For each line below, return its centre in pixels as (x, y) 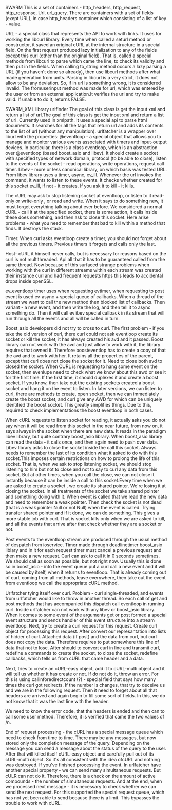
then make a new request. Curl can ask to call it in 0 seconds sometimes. (83, 556)
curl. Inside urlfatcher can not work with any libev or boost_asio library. (80, 609)
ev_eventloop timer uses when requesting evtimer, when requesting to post (85, 291)
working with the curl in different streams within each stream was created (83, 270)
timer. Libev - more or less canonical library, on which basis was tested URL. (86, 169)
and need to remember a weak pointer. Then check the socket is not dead (83, 502)
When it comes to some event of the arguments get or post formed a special (86, 615)
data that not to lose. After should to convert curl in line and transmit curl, (83, 648)
